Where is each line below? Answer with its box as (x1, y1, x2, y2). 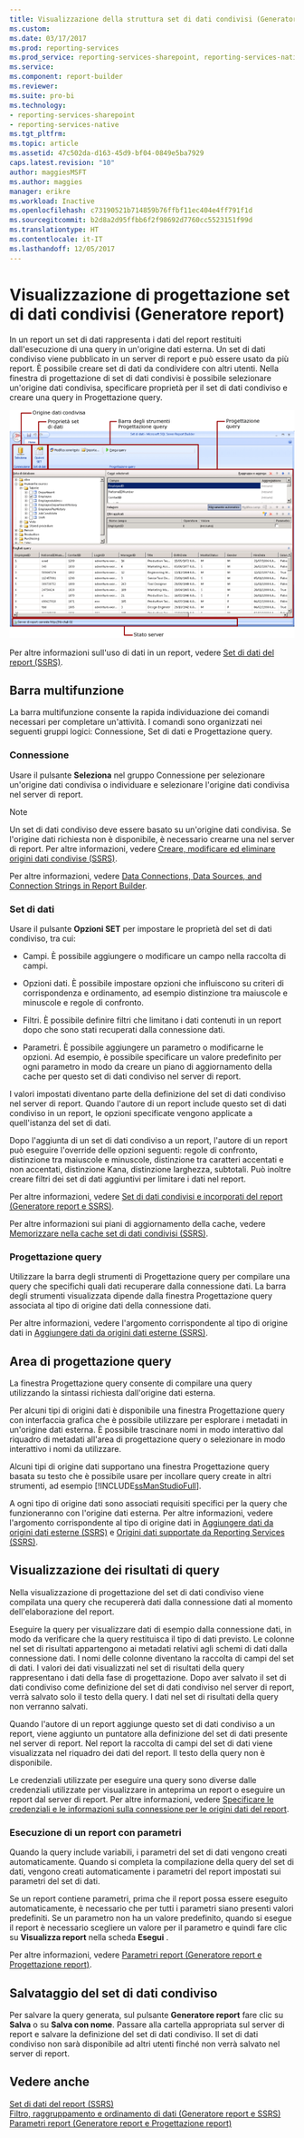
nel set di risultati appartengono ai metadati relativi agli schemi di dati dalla (9, 1643, 288, 1653)
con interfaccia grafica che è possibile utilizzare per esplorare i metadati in (9, 1415, 288, 1426)
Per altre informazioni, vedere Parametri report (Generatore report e (9, 1949, 262, 1960)
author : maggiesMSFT (9, 168, 88, 177)
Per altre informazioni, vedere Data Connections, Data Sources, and (9, 870, 262, 881)
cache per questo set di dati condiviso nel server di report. (22, 1071, 242, 1082)
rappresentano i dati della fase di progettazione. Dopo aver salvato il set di (9, 1672, 287, 1682)
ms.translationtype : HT (9, 225, 100, 235)
